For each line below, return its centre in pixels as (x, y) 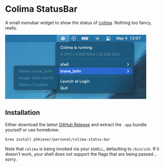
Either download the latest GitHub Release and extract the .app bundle (76, 124)
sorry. (11, 159)
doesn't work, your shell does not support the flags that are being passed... (81, 154)
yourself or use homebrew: (32, 130)
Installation (23, 113)
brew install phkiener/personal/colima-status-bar (58, 139)
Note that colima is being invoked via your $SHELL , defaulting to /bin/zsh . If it (82, 149)
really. (11, 28)
